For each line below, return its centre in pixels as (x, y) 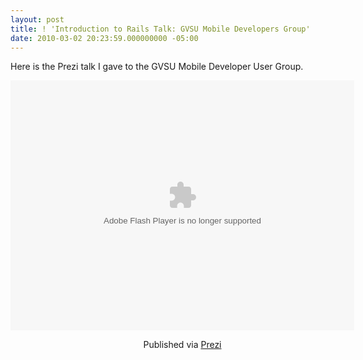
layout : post (37, 19)
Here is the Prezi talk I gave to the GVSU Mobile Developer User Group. (157, 67)
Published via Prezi (182, 345)
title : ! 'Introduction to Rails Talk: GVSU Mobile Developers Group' (160, 29)
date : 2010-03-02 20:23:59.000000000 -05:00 (104, 38)
